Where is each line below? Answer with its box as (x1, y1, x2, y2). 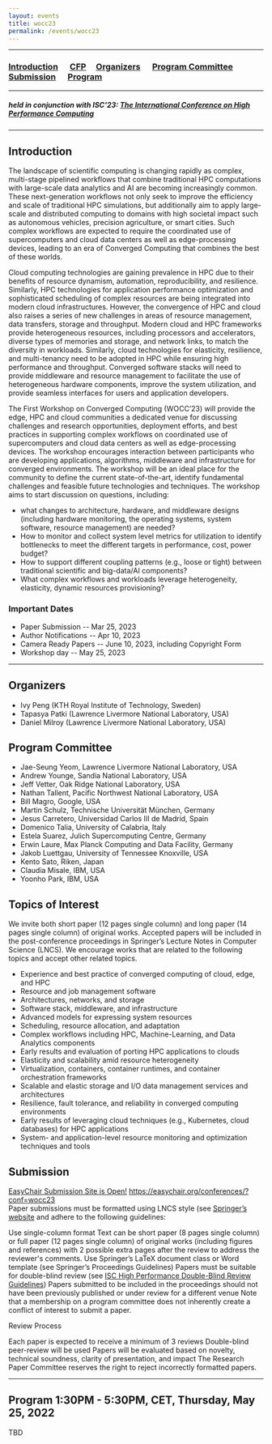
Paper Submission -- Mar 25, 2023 (19, 621, 137, 632)
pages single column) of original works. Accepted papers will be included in (8, 928, 261, 938)
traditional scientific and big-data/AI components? (19, 566, 188, 576)
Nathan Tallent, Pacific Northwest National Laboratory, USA (19, 788, 219, 798)
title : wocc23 (8, 19, 57, 28)
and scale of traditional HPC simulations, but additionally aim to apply (8, 200, 240, 211)
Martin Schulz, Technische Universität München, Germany (19, 805, 215, 815)
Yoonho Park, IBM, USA (19, 874, 100, 884)
